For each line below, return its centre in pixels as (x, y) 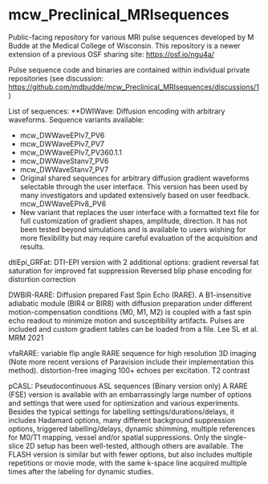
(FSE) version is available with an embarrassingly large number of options (130, 394)
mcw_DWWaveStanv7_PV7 (64, 169)
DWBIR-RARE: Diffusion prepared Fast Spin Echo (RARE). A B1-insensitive (130, 295)
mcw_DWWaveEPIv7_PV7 (62, 143)
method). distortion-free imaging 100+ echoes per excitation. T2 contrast (129, 370)
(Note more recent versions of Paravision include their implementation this (131, 362)
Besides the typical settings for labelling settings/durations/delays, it (122, 412)
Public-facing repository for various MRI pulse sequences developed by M (131, 37)
